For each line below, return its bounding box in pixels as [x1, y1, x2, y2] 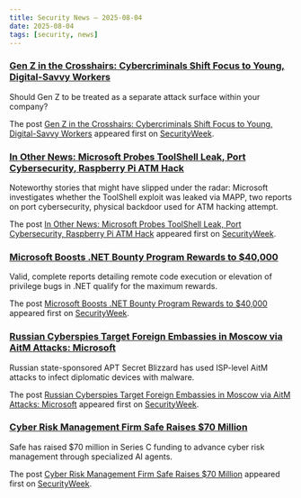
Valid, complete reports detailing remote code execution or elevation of [9, 271, 272, 282]
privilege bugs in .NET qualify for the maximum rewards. [9, 281, 218, 292]
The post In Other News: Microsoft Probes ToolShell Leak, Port [9, 218, 242, 230]
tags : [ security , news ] [9, 30, 99, 39]
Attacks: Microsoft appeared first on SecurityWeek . [9, 398, 199, 410]
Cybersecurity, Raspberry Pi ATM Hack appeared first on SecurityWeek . [9, 228, 277, 239]
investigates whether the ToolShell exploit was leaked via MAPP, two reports [9, 191, 292, 203]
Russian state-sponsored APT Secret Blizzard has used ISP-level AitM [9, 362, 268, 373]
